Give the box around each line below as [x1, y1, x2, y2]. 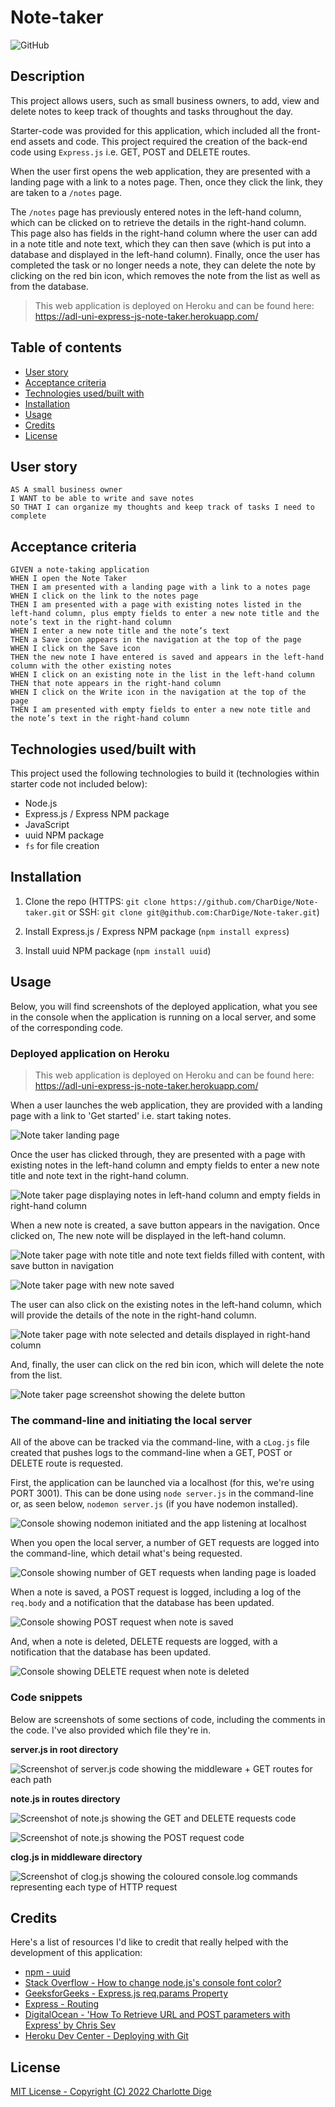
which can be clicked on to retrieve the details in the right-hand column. [10, 216, 307, 228]
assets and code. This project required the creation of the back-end [28, 135, 308, 147]
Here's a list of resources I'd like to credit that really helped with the [10, 1936, 289, 1948]
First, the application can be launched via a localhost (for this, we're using [10, 1477, 315, 1489]
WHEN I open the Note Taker [10, 574, 128, 584]
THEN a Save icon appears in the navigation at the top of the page [10, 635, 302, 645]
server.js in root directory [10, 1743, 119, 1755]
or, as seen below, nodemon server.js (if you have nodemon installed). [10, 1498, 299, 1510]
